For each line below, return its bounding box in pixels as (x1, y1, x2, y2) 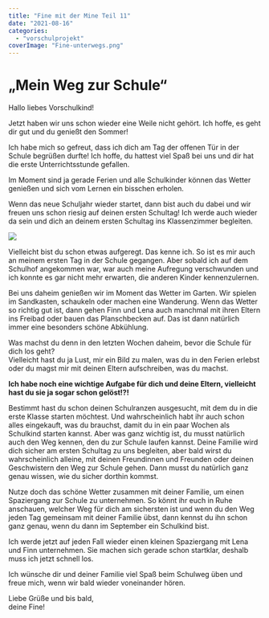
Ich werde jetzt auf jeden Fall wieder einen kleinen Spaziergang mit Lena (8, 537, 249, 546)
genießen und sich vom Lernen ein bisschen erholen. (8, 184, 185, 194)
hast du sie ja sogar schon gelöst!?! (8, 387, 130, 398)
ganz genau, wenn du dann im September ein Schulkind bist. (8, 522, 210, 531)
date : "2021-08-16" (8, 19, 74, 27)
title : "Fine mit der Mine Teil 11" (8, 11, 131, 20)
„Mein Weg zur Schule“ (8, 76, 168, 95)
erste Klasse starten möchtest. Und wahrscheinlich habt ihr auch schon (8, 411, 245, 422)
